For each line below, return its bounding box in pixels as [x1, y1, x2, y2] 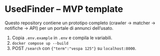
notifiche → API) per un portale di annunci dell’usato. [5, 25, 114, 31]
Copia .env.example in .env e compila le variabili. [12, 35, 112, 41]
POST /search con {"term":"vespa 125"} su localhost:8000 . [12, 45, 136, 51]
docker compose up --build [12, 41, 69, 46]
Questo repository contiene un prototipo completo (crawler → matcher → [5, 20, 156, 26]
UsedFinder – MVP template [5, 3, 123, 15]
